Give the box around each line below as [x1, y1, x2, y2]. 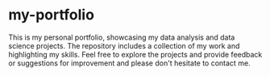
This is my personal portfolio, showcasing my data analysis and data [8, 32, 235, 42]
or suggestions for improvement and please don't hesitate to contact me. [8, 58, 251, 68]
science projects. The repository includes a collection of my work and [8, 40, 240, 50]
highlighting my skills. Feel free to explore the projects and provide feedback [8, 49, 263, 59]
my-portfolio [8, 6, 95, 24]
